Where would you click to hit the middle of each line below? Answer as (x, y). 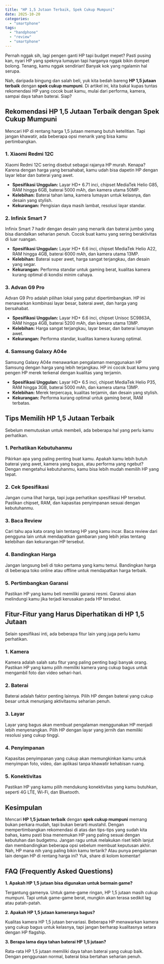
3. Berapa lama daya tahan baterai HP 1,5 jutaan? (56, 941)
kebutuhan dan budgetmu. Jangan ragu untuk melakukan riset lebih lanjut (80, 840)
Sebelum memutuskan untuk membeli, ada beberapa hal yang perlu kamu (80, 430)
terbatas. (21, 403)
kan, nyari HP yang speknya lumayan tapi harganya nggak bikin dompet (77, 60)
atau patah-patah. (23, 903)
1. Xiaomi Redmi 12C (29, 154)
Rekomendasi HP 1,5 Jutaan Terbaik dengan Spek (82, 111)
